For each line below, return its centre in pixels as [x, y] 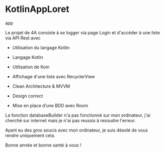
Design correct [28, 96]
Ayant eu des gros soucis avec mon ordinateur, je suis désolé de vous [77, 130]
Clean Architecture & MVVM [41, 86]
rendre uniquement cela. [30, 135]
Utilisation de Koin [31, 67]
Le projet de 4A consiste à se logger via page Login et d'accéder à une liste [82, 32]
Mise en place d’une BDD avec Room [50, 105]
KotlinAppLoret [37, 9]
